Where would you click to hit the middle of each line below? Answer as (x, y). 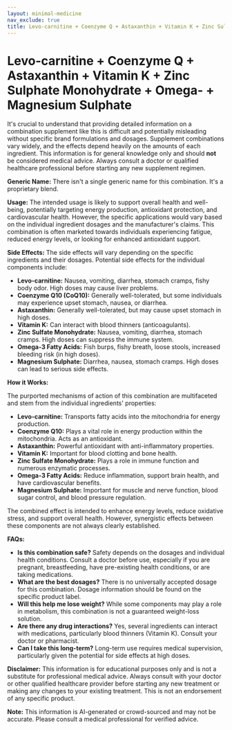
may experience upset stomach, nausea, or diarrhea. (92, 303)
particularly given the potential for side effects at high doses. (104, 656)
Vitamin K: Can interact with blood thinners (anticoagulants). (104, 325)
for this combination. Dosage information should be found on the (109, 589)
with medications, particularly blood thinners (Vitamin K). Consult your (117, 634)
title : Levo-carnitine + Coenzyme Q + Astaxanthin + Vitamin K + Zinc (111, 26)
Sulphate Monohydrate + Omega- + (111, 90)
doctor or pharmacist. (48, 641)
